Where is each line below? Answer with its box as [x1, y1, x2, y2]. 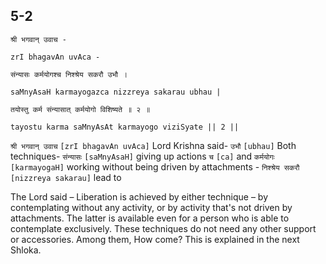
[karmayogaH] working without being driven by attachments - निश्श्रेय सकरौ [10, 160, 300, 173]
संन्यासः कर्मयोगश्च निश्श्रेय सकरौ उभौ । [10, 69, 128, 79]
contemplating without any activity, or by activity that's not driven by [10, 201, 293, 213]
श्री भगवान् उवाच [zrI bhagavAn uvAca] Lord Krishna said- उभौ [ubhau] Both [10, 139, 297, 151]
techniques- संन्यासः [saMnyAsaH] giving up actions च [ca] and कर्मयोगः [10, 150, 275, 162]
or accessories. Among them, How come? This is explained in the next [10, 233, 300, 245]
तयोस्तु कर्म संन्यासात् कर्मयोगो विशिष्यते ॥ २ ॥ [10, 104, 151, 114]
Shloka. [10, 244, 42, 256]
